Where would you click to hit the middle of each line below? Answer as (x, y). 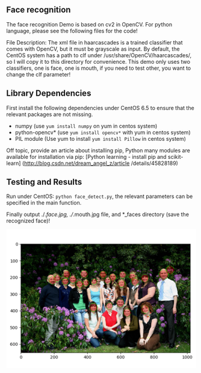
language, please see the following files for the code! (72, 31)
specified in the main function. (44, 203)
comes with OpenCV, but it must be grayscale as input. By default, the (93, 49)
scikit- (175, 156)
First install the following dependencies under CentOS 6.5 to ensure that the (100, 108)
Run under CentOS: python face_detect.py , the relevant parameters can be (100, 196)
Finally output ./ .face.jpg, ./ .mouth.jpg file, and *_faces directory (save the (98, 214)
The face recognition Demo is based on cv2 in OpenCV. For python (89, 24)
